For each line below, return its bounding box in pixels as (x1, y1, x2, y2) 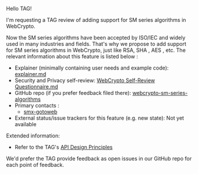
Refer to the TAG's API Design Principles (14, 144, 113, 150)
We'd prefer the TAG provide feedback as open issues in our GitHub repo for (6, 155, 192, 162)
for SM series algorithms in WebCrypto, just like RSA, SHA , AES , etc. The (6, 47, 186, 54)
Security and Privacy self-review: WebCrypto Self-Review (14, 77, 155, 84)
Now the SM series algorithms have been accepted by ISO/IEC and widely (6, 34, 186, 41)
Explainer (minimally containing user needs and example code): (14, 64, 169, 71)
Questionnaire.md (14, 83, 58, 90)
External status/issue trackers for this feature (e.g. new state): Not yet (14, 114, 184, 122)
